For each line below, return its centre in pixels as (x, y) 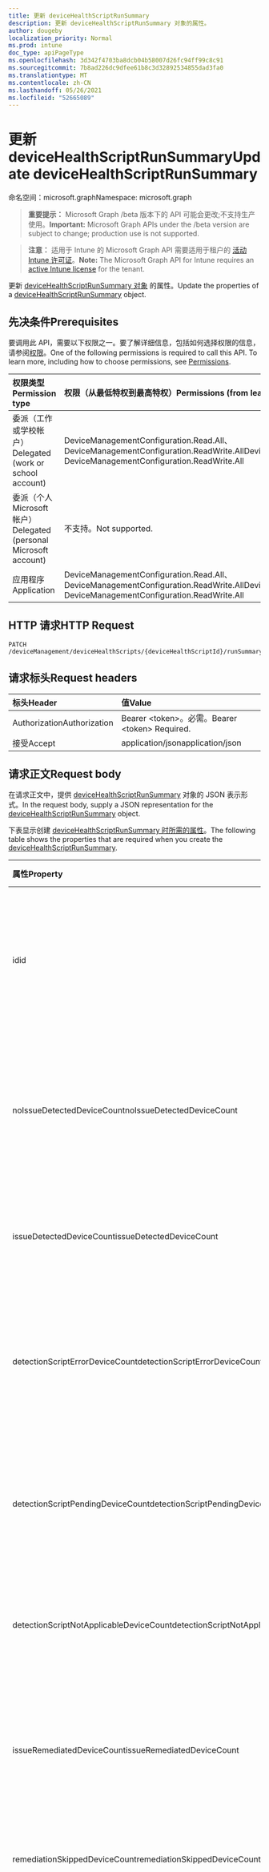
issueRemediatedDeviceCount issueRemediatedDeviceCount (126, 1750)
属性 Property (38, 874)
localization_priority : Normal (60, 38)
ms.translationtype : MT (48, 75)
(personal (30, 540)
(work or (28, 463)
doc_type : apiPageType (46, 53)
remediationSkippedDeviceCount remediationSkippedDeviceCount (137, 1859)
